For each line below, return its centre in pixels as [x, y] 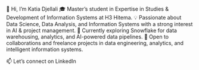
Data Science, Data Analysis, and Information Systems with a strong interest [99, 24]
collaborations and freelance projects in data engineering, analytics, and [95, 43]
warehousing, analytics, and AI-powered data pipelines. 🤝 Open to [87, 37]
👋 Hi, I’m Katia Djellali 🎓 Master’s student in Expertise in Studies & [87, 9]
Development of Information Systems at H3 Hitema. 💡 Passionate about [94, 17]
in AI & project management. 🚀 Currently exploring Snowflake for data [92, 30]
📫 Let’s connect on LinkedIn [41, 61]
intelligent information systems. [45, 49]
